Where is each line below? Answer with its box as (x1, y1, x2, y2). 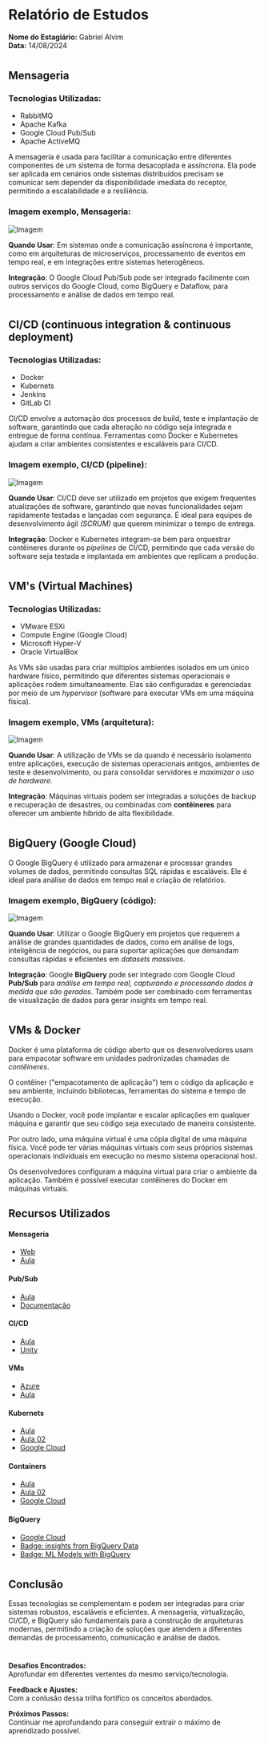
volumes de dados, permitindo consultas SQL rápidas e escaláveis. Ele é (8, 866, 248, 876)
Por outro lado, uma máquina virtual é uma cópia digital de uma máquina (8, 1134, 247, 1143)
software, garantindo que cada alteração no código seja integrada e (8, 423, 232, 432)
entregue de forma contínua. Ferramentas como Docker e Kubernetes (8, 431, 238, 440)
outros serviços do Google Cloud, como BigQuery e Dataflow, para (8, 281, 229, 290)
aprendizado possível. (8, 1726, 82, 1736)
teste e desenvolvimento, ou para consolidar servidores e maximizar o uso (8, 767, 254, 777)
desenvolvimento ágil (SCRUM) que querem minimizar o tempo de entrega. (8, 519, 256, 528)
